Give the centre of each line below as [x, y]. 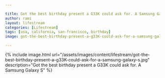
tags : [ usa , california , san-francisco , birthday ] [58, 32]
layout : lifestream [25, 23]
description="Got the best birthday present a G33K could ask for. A [73, 65]
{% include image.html [28, 55]
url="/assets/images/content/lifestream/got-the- [101, 55]
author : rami [18, 18]
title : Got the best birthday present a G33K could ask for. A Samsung [80, 14]
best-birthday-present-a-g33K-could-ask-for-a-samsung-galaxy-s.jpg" [77, 60]
